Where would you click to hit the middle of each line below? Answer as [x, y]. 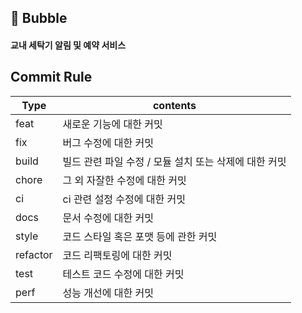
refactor [34, 254]
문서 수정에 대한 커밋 [108, 218]
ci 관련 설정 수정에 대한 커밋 [124, 199]
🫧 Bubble [39, 18]
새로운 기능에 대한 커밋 [112, 124]
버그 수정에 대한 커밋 [108, 143]
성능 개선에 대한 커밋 [108, 293]
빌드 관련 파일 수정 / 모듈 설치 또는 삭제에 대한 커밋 [174, 161]
